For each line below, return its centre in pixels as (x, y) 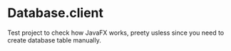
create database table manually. (54, 40)
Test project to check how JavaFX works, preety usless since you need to (116, 33)
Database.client (56, 13)
